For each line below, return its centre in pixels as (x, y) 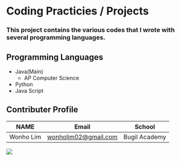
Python (24, 84)
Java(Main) (29, 71)
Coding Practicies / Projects (78, 11)
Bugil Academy (145, 137)
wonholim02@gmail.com (82, 137)
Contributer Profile (42, 110)
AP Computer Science (52, 78)
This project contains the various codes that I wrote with (91, 30)
